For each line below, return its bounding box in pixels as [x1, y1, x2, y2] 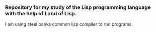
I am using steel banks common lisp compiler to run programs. [5, 21, 133, 27]
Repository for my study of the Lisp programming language [5, 4, 151, 11]
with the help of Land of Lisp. [5, 10, 77, 17]
